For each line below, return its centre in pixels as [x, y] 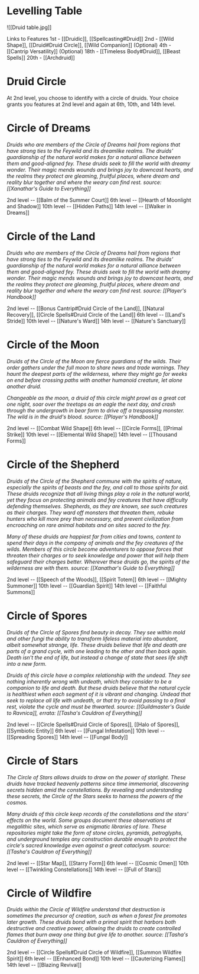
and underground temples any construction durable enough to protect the [97, 839]
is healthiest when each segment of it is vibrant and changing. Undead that [99, 694]
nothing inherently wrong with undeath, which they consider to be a [89, 681]
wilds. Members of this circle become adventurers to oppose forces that [95, 549]
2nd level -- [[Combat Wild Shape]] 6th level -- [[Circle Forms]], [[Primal [94, 428]
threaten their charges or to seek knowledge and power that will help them [98, 555]
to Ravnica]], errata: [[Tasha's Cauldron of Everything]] [74, 713]
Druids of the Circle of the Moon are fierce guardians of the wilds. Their [94, 361]
